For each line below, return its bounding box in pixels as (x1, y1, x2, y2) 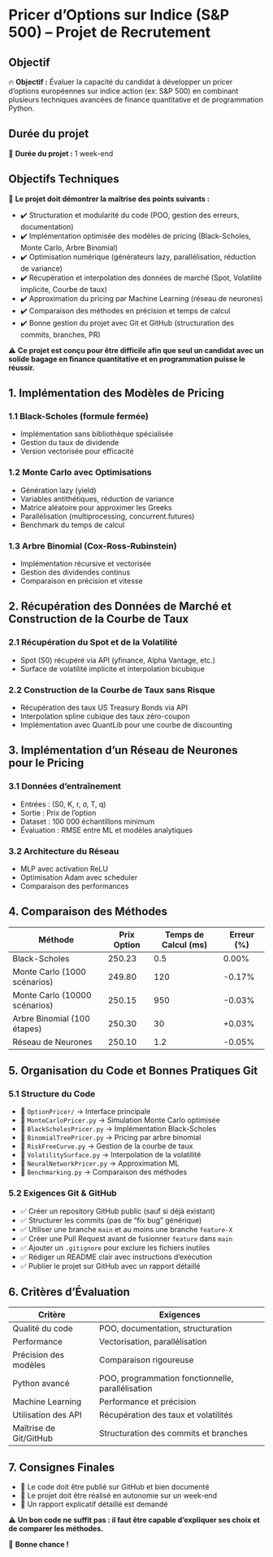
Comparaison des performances (19, 881, 129, 890)
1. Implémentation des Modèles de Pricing (8, 387, 225, 400)
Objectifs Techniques (8, 173, 119, 186)
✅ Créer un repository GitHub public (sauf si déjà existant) (19, 1206, 215, 1216)
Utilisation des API (12, 1410, 83, 1421)
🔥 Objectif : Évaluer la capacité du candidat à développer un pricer (8, 77, 233, 86)
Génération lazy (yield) (19, 485, 97, 495)
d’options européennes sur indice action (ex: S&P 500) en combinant (8, 86, 239, 95)
